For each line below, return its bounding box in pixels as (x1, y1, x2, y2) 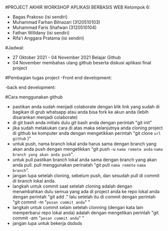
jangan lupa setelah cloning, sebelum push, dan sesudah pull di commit (12, 173, 160, 179)
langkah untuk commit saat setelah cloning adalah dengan (12, 183, 132, 189)
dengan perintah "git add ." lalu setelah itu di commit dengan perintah (12, 194, 156, 200)
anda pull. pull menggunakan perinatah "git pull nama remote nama (12, 162, 146, 168)
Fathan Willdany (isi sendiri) (12, 30, 70, 35)
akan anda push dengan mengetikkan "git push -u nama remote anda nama (12, 146, 163, 152)
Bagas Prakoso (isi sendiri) (12, 14, 68, 19)
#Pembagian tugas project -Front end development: (5, 75, 112, 80)
